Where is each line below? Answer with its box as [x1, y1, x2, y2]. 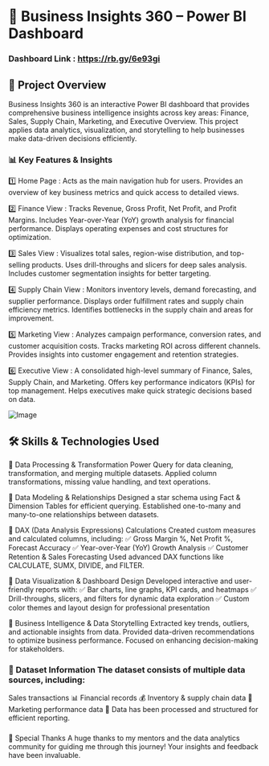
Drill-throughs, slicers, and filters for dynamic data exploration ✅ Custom [8, 594, 250, 603]
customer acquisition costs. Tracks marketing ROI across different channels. [8, 342, 261, 351]
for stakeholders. [8, 644, 65, 654]
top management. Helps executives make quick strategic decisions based [8, 386, 252, 395]
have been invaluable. [8, 751, 81, 760]
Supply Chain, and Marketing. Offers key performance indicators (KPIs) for [8, 378, 255, 387]
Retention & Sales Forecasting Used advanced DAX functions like [8, 552, 224, 562]
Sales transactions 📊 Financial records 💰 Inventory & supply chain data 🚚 [8, 693, 253, 703]
